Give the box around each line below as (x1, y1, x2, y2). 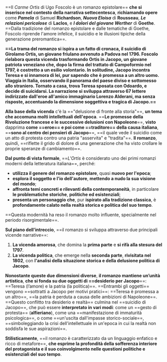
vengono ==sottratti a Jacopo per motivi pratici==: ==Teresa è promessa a (5, 289, 159, 294)
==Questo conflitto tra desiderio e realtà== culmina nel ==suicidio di (5, 299, 146, 305)
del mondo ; (12, 181, 36, 187)
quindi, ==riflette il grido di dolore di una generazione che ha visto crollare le (5, 140, 163, 146)
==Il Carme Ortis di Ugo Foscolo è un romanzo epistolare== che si (5, 4, 142, 10)
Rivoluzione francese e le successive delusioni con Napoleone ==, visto (5, 119, 156, 125)
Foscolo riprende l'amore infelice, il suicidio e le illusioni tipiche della (5, 31, 146, 36)
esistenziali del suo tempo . (5, 352, 62, 357)
